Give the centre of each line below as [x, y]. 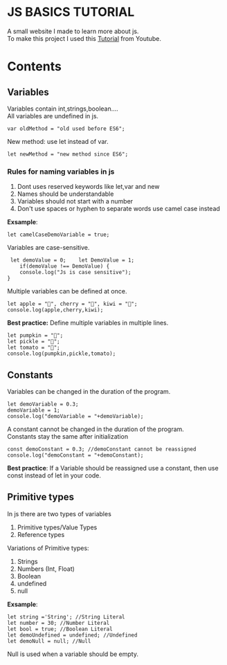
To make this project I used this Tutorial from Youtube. [84, 38]
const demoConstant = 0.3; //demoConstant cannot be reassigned [102, 449]
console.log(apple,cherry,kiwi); [55, 310]
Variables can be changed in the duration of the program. [89, 392]
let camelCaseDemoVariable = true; [58, 235]
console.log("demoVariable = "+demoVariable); [75, 417]
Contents [35, 67]
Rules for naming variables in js [61, 172]
